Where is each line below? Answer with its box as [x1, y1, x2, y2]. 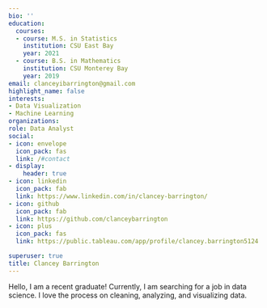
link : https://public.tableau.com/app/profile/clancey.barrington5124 [15, 238, 259, 246]
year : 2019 [23, 72, 60, 80]
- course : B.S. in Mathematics [15, 57, 121, 65]
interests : [8, 95, 45, 103]
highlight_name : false [8, 86, 85, 95]
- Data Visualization [8, 102, 82, 110]
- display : [8, 162, 45, 171]
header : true [23, 170, 67, 178]
